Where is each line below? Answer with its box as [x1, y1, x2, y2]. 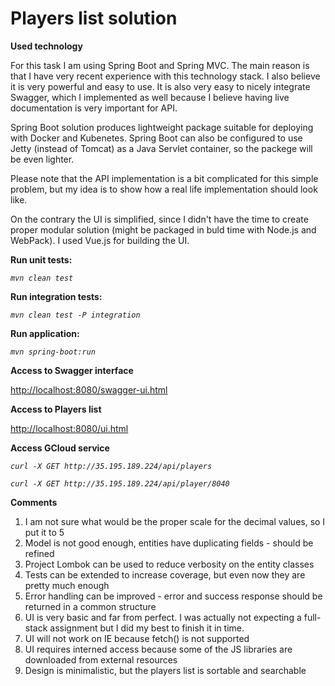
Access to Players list [10, 403, 102, 415]
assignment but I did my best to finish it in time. [49, 622, 245, 634]
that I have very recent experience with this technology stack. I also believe [10, 70, 321, 82]
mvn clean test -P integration [10, 310, 141, 320]
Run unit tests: [10, 253, 73, 266]
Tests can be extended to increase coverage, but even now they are [24, 568, 306, 581]
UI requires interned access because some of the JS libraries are [24, 643, 293, 655]
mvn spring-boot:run [10, 347, 97, 357]
